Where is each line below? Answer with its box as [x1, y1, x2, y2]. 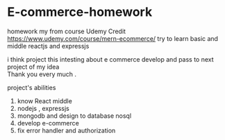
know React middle [17, 96, 73, 105]
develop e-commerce [17, 119, 80, 127]
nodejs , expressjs [17, 104, 69, 112]
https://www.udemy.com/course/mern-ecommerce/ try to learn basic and [7, 34, 219, 42]
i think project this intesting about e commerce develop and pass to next [7, 55, 214, 63]
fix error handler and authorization [17, 126, 116, 134]
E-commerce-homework [7, 4, 153, 20]
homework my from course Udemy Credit [7, 27, 126, 35]
